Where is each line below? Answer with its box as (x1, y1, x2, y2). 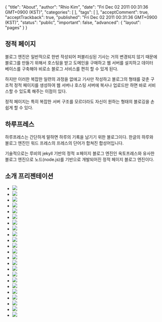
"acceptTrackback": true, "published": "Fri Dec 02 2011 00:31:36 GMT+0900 (5, 15, 158, 20)
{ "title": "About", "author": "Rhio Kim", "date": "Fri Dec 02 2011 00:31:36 (5, 4, 148, 10)
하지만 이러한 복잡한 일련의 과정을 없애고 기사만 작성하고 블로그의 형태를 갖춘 (5, 76, 150, 82)
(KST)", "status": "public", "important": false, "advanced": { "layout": (5, 19, 141, 25)
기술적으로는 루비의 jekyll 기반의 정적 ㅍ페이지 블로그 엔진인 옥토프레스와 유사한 (5, 150, 155, 156)
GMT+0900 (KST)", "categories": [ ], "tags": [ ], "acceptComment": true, (5, 9, 149, 15)
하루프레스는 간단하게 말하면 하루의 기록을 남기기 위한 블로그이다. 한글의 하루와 (5, 134, 154, 140)
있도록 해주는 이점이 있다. (19, 88, 67, 94)
